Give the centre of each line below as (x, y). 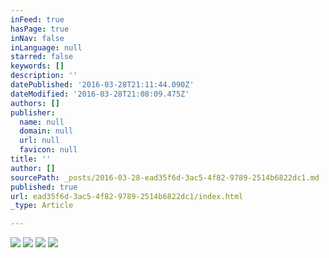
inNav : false (37, 38)
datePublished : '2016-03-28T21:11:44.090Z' (102, 85)
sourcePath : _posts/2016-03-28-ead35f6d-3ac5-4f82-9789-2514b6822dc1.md (165, 177)
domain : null (46, 131)
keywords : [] (37, 66)
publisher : (33, 112)
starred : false (42, 57)
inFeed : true (37, 19)
